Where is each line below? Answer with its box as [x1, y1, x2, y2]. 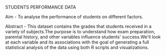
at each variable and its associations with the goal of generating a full [5, 39, 149, 45]
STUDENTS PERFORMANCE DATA [5, 4, 76, 10]
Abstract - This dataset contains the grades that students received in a [5, 23, 152, 29]
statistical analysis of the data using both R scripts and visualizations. [5, 45, 149, 50]
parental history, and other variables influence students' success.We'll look [5, 34, 161, 40]
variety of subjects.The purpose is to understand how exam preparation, [5, 29, 155, 34]
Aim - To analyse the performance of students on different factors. [5, 14, 143, 19]
